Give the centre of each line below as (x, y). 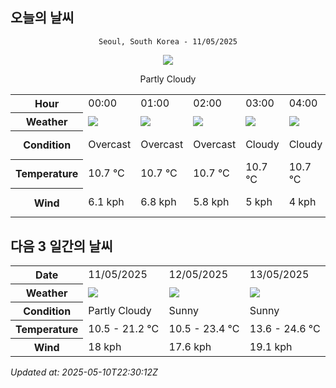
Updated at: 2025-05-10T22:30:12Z (84, 372)
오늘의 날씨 (42, 18)
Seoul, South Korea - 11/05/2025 (168, 41)
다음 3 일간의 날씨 (61, 246)
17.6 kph (190, 346)
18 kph (105, 346)
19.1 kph (271, 346)
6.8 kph (158, 202)
